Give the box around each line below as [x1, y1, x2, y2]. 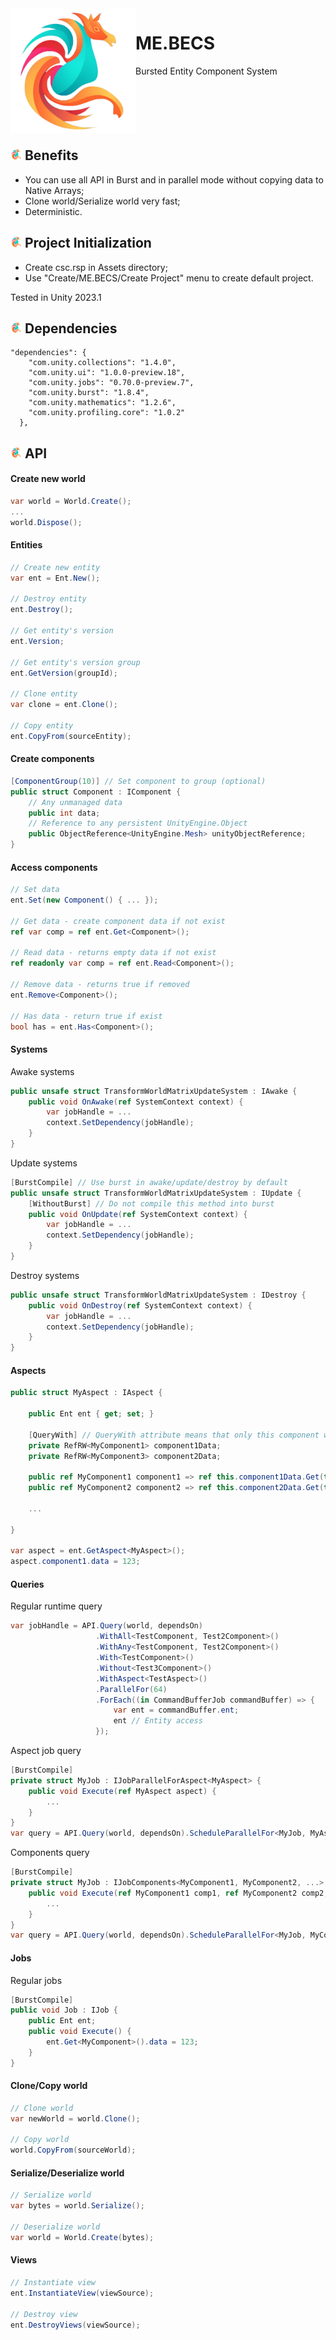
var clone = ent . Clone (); [10, 700, 118, 710]
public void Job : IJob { [10, 2005, 118, 2016]
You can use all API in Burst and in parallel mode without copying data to [24, 173, 324, 186]
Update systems [10, 1157, 78, 1169]
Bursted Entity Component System [135, 65, 278, 77]
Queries [10, 1578, 45, 1590]
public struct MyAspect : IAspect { [10, 1388, 163, 1398]
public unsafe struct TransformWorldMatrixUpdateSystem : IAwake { [10, 1086, 298, 1096]
